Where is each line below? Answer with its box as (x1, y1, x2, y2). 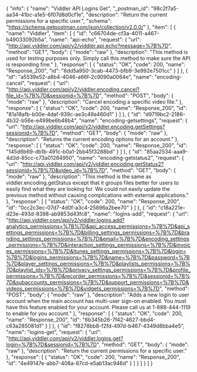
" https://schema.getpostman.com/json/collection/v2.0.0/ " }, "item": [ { (6, 23, 176, 30)
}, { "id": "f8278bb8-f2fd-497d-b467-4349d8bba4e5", (52, 322, 185, 329)
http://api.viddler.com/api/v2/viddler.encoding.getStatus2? (22, 161, 164, 168)
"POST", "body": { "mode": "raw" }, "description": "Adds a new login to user (6, 291, 189, 298)
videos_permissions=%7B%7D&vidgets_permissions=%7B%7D (6, 285, 160, 292)
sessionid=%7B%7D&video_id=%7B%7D (6, 167, 106, 173)
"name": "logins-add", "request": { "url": (91, 210, 189, 217)
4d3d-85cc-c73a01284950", (6, 155, 76, 161)
